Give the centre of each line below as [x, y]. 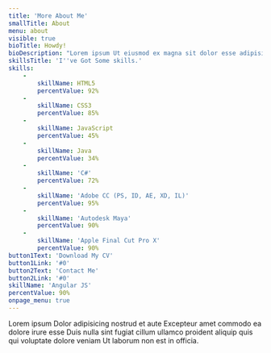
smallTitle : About [39, 23]
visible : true [32, 38]
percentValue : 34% [68, 158]
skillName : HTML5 [66, 83]
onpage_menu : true [39, 301]
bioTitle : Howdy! [38, 46]
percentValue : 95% [68, 203]
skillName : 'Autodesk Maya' [84, 218]
